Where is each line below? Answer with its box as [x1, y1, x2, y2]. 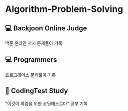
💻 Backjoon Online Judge [5, 24, 87, 32]
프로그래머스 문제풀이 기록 [5, 72, 56, 78]
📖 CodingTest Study [5, 87, 68, 95]
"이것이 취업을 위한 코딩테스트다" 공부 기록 [5, 101, 88, 107]
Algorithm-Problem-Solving [5, 3, 124, 15]
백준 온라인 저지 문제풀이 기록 [5, 40, 63, 46]
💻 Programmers [5, 56, 57, 64]
